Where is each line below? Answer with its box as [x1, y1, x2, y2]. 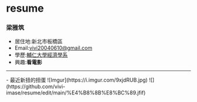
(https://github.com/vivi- [6, 83, 66, 90]
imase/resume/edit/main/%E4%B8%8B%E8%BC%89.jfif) [6, 89, 146, 96]
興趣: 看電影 [14, 59, 42, 66]
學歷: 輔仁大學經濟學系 [14, 51, 68, 58]
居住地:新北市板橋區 [14, 38, 63, 45]
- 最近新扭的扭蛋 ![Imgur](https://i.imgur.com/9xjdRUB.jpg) [6, 76, 148, 83]
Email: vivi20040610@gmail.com [14, 44, 93, 51]
